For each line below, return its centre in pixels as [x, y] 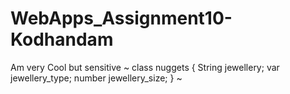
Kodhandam [62, 39]
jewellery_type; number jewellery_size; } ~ [96, 78]
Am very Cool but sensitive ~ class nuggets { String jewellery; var [145, 67]
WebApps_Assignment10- [121, 18]
